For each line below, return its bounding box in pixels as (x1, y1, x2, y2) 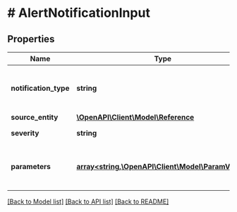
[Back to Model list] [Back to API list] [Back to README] (7, 197, 169, 206)
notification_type (11, 83, 70, 93)
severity (11, 128, 39, 138)
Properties (7, 33, 55, 45)
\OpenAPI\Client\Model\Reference (76, 113, 195, 122)
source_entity (11, 113, 59, 122)
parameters (11, 162, 51, 171)
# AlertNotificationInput (7, 5, 150, 21)
